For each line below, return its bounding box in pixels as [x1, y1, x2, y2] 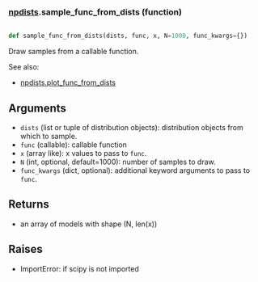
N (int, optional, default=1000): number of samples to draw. [19, 157, 216, 166]
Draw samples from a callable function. [8, 47, 139, 57]
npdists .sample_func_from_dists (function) [8, 6, 182, 18]
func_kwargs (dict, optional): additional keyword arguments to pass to [19, 165, 251, 175]
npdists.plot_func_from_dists [19, 78, 116, 87]
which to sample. [19, 131, 78, 141]
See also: [8, 62, 40, 72]
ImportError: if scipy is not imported [19, 263, 140, 273]
